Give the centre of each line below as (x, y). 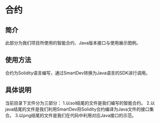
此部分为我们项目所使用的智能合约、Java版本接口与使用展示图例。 (73, 43)
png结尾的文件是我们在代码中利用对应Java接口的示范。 (80, 115)
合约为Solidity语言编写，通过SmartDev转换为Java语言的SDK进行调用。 (78, 73)
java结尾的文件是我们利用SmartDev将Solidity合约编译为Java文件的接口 (77, 109)
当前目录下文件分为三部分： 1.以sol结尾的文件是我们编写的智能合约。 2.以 (80, 103)
